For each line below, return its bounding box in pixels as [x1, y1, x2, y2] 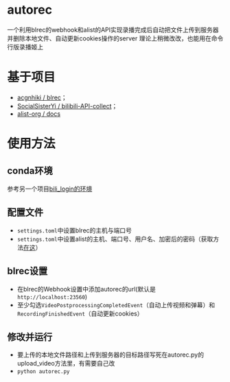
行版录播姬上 [7, 43, 43, 51]
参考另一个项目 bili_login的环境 [7, 184, 93, 193]
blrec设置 [7, 265, 48, 277]
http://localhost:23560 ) [16, 292, 88, 300]
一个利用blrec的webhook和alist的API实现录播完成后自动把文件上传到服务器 [7, 25, 219, 34]
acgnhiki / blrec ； [16, 93, 67, 102]
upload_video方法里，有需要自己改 [16, 359, 115, 368]
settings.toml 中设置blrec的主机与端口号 [16, 226, 133, 235]
